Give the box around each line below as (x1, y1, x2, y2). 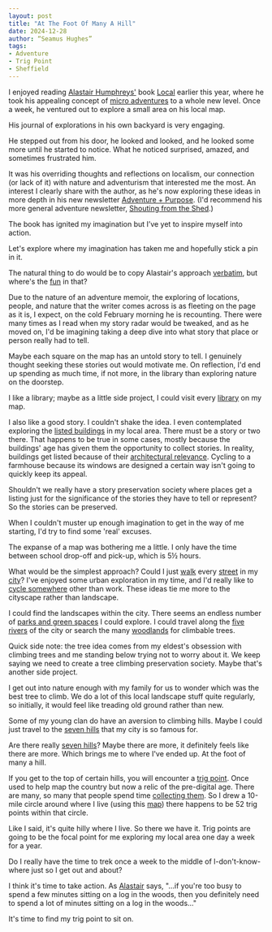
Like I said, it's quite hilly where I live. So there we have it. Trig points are (8, 823, 251, 833)
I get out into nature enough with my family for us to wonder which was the (8, 683, 260, 692)
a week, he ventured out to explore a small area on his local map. (8, 104, 226, 114)
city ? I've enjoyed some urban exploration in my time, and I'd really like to (8, 574, 254, 585)
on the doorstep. (8, 377, 64, 387)
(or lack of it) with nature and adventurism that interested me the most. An (8, 177, 257, 187)
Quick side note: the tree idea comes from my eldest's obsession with (8, 641, 242, 651)
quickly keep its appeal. (8, 469, 88, 479)
